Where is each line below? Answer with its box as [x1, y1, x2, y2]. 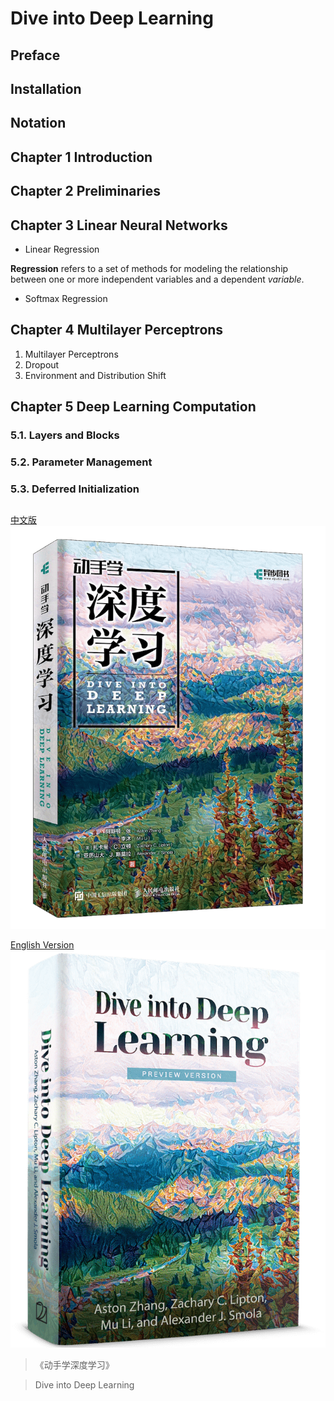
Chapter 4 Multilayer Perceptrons [10, 322, 224, 339]
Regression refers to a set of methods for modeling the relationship [10, 262, 289, 274]
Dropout [24, 358, 60, 371]
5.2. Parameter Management [10, 455, 153, 469]
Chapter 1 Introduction [10, 148, 153, 166]
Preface [10, 47, 61, 64]
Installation [10, 80, 82, 97]
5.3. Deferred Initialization [10, 482, 140, 496]
